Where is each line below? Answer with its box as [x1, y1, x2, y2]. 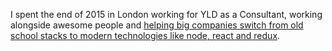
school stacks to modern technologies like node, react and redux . [10, 30, 281, 41]
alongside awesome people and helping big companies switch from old [10, 19, 304, 31]
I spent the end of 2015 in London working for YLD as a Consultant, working [10, 9, 323, 20]
